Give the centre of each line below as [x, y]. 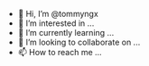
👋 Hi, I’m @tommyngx [58, 14]
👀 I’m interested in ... [56, 23]
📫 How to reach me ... [60, 52]
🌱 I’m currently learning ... [66, 33]
